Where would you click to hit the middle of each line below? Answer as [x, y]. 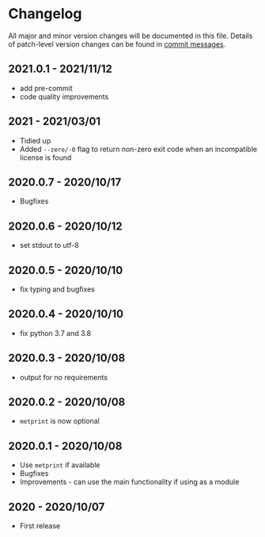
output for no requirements [64, 377]
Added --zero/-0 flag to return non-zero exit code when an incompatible [138, 149]
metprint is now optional [60, 421]
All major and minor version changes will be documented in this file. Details [131, 36]
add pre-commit [46, 88]
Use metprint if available [60, 465]
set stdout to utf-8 [49, 246]
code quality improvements [64, 97]
